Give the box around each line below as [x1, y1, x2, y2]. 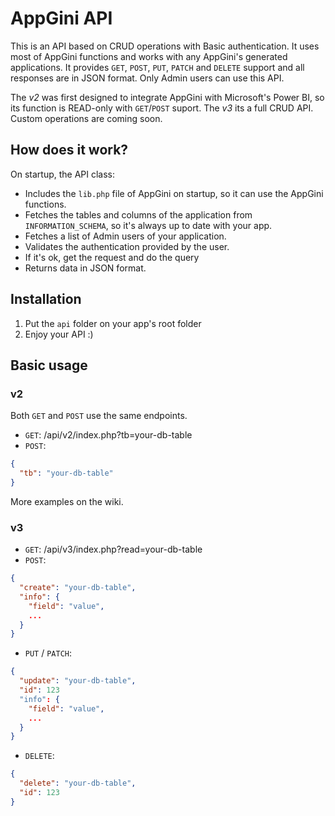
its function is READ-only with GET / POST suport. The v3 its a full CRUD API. [10, 102, 314, 114]
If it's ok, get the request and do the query [24, 251, 200, 263]
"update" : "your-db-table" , [19, 676, 137, 686]
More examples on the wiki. [10, 495, 124, 507]
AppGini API [10, 7, 113, 30]
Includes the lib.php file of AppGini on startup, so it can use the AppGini [24, 187, 324, 199]
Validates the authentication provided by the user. [24, 240, 230, 252]
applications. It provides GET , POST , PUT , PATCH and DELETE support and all [10, 61, 305, 73]
